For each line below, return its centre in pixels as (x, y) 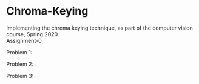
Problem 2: (20, 64)
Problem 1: (19, 52)
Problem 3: (20, 76)
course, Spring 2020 (32, 34)
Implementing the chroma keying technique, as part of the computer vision (99, 28)
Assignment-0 (24, 40)
